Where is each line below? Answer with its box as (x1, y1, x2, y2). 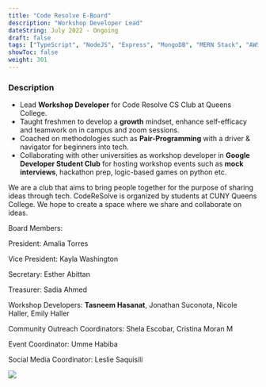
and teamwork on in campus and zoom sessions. (19, 125, 180, 135)
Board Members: (8, 224, 63, 233)
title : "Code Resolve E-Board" (8, 11, 112, 20)
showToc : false (8, 48, 59, 56)
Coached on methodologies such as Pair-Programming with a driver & (19, 134, 251, 144)
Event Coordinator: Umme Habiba (8, 339, 119, 349)
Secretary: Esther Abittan (8, 270, 91, 279)
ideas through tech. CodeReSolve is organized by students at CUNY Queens (8, 191, 257, 201)
